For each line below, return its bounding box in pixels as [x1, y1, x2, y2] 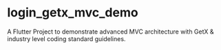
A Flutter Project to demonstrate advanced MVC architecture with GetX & [7, 27, 215, 36]
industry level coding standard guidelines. [7, 34, 126, 42]
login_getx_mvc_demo [7, 5, 139, 21]
